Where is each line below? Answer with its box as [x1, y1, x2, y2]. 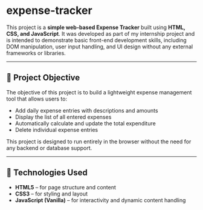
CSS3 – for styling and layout [14, 190, 88, 197]
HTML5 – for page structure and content [14, 183, 117, 191]
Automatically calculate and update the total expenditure [14, 119, 156, 127]
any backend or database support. [6, 144, 92, 151]
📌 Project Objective [6, 73, 80, 83]
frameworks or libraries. [6, 49, 66, 56]
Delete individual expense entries [14, 126, 98, 133]
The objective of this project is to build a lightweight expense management [6, 88, 192, 96]
